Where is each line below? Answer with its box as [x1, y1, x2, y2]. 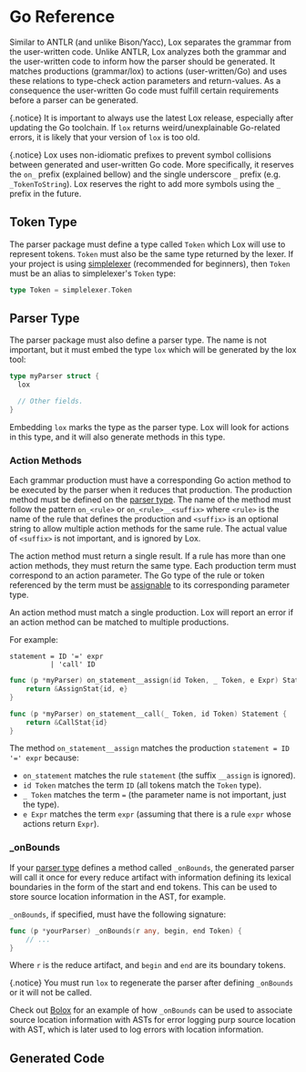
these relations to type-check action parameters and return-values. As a [9, 75, 281, 86]
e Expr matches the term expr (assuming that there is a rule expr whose [22, 809, 291, 819]
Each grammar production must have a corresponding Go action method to [9, 475, 291, 486]
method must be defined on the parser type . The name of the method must [9, 494, 291, 505]
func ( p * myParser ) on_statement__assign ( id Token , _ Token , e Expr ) [9, 676, 280, 685]
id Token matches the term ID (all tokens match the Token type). [22, 779, 262, 790]
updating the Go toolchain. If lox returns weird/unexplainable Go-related [9, 121, 280, 133]
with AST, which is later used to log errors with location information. [9, 1024, 264, 1036]
